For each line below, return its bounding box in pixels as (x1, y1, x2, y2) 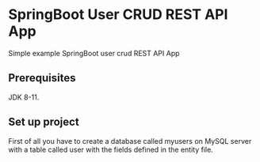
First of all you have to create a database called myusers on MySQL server (8, 136, 252, 145)
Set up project (8, 115, 79, 129)
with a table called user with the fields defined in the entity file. (8, 145, 214, 154)
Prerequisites (8, 71, 76, 85)
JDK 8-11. (8, 92, 40, 102)
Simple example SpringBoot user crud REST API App (8, 48, 180, 58)
